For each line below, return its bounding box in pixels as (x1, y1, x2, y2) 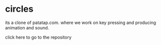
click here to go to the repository (5, 34, 72, 40)
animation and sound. (5, 24, 49, 30)
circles (5, 3, 34, 15)
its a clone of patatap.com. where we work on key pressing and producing (5, 20, 157, 25)
